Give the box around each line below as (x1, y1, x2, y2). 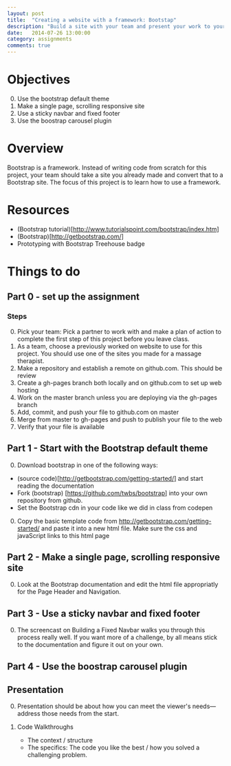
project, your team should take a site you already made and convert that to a (7, 170, 223, 179)
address (16, 710, 41, 718)
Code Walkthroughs (16, 723, 74, 731)
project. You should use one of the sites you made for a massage (16, 349, 201, 358)
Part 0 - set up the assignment (7, 291, 140, 303)
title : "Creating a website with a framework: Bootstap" (7, 17, 177, 23)
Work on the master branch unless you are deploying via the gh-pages (16, 393, 218, 402)
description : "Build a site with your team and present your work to (7, 23, 211, 30)
